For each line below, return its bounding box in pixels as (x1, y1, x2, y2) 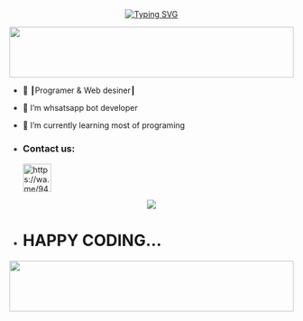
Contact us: (22, 142, 75, 155)
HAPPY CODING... (22, 230, 162, 251)
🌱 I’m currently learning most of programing (22, 120, 186, 131)
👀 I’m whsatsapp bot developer (22, 103, 138, 114)
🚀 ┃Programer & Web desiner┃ (22, 85, 136, 96)
